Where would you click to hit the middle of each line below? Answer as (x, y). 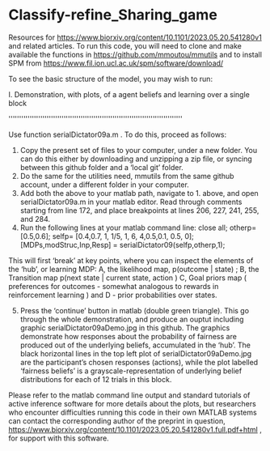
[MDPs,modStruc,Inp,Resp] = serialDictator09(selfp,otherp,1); (122, 245)
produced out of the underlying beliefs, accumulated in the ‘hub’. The (135, 345)
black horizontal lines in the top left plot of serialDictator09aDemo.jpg (136, 353)
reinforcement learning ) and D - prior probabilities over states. (113, 295)
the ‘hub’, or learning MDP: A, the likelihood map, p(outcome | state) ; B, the (134, 269)
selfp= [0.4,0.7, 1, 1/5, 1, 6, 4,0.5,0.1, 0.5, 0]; (123, 236)
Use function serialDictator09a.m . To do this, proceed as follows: (118, 134)
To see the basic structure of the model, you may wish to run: (110, 79)
